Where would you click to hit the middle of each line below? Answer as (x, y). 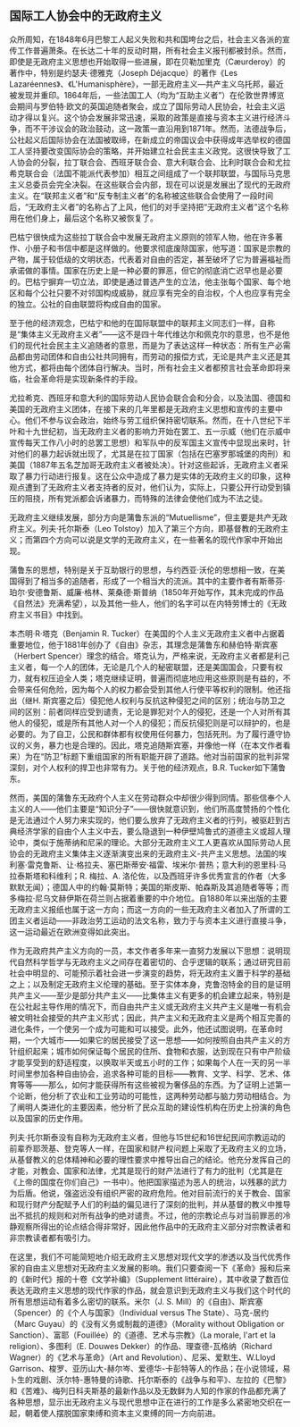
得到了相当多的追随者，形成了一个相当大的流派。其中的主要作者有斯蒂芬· (151, 581)
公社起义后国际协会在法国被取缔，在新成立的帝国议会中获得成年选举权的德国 (150, 139)
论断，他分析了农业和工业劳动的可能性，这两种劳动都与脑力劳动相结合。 (150, 1095)
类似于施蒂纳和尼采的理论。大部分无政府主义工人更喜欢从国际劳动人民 (162, 842)
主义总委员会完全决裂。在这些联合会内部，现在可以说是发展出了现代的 (138, 184)
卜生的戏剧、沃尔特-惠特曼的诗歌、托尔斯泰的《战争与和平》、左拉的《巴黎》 (150, 1380)
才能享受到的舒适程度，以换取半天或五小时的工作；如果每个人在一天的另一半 (150, 1062)
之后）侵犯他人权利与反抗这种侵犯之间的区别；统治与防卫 (172, 701)
